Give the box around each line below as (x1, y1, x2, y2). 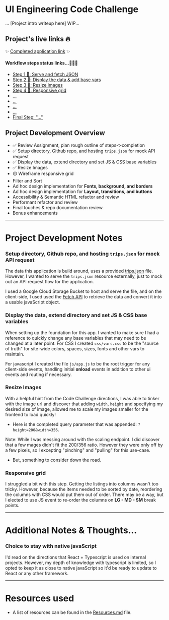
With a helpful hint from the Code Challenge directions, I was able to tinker (5, 395, 160, 401)
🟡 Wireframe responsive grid (12, 170, 74, 176)
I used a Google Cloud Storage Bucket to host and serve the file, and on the (5, 288, 162, 294)
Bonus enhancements (12, 210, 58, 216)
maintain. (5, 351, 24, 357)
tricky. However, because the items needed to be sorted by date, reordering (5, 486, 162, 492)
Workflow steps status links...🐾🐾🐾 (5, 60, 78, 66)
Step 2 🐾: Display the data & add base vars (12, 77, 101, 83)
